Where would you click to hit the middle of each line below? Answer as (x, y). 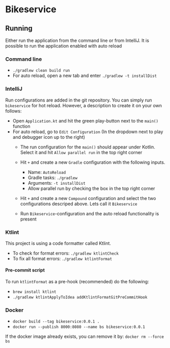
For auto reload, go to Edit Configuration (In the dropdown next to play (88, 132)
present (28, 219)
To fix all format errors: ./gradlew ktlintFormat (62, 258)
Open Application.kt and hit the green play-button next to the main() (86, 120)
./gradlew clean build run (41, 71)
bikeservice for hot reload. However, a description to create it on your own (83, 105)
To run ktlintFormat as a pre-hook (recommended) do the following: (77, 282)
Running (19, 28)
